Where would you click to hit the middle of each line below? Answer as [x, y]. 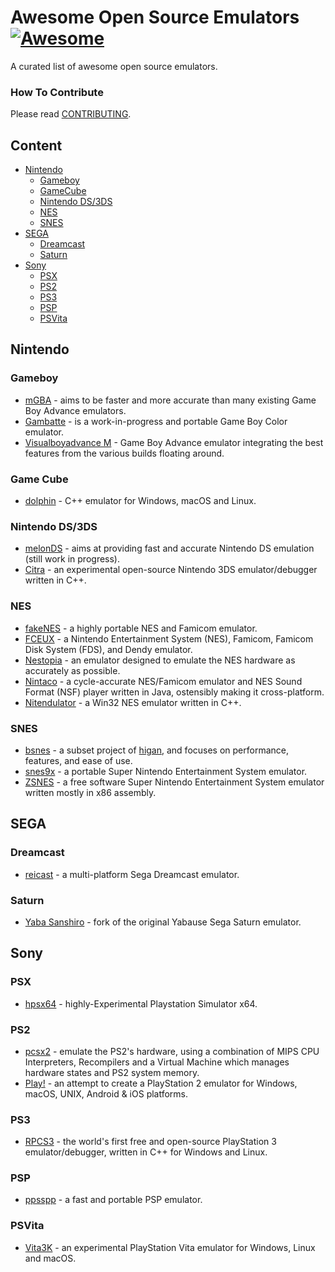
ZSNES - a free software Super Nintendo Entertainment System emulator [174, 782]
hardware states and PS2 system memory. [112, 1072]
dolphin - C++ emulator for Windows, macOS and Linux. [140, 501]
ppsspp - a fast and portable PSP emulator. [113, 1200]
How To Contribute [57, 92]
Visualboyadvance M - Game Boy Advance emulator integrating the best [174, 442]
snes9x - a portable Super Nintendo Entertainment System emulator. [166, 771]
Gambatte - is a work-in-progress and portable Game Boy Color [156, 421]
